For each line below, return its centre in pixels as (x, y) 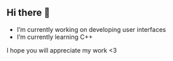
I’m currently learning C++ (55, 37)
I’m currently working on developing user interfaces (91, 29)
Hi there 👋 (28, 13)
